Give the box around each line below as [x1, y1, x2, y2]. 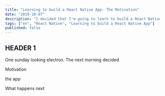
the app [5, 76, 21, 82]
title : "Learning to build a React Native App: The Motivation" [5, 7, 139, 12]
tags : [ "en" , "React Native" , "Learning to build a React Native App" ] [5, 21, 155, 26]
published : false [5, 26, 41, 31]
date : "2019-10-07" [5, 12, 45, 17]
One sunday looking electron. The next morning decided [5, 57, 119, 63]
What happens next [5, 85, 45, 91]
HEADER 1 [5, 44, 36, 52]
